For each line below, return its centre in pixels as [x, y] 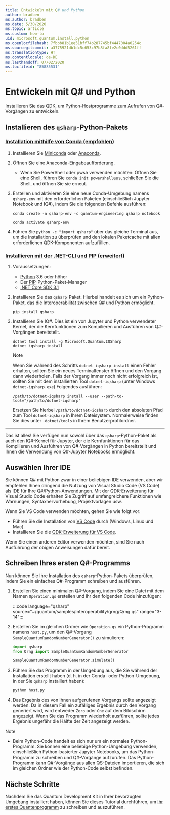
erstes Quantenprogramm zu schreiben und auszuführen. [65, 807]
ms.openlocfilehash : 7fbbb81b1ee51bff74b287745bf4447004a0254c [73, 43]
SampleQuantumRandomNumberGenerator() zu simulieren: [69, 637]
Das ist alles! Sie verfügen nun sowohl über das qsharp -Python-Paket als [81, 436]
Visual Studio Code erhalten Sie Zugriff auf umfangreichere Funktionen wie [83, 496]
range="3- [151, 611]
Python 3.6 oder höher [44, 277]
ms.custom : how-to [25, 34]
